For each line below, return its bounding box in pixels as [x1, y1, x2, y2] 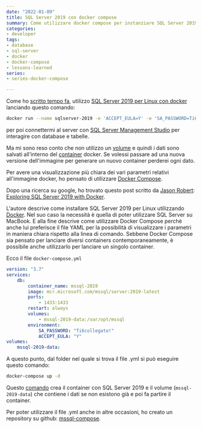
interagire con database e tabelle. [6, 133, 90, 140]
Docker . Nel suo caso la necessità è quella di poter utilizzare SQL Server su [6, 211, 193, 218]
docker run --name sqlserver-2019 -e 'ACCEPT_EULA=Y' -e [6, 115, 152, 122]
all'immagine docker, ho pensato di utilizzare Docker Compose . [6, 175, 163, 182]
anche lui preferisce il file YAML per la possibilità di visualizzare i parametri [6, 224, 192, 231]
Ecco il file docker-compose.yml [6, 255, 82, 262]
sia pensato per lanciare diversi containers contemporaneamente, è [6, 237, 174, 244]
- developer [6, 31, 36, 37]
